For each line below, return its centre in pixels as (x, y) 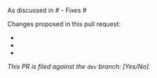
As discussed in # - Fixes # (47, 10)
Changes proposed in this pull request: (64, 24)
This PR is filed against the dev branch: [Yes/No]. (79, 66)
